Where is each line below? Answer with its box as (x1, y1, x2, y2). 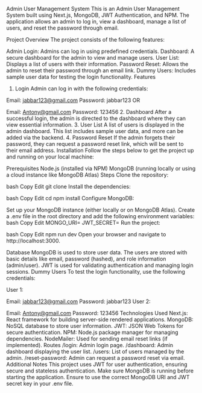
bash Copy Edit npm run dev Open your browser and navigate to (6, 231, 166, 237)
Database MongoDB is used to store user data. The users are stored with (6, 249, 188, 256)
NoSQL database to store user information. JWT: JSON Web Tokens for (6, 322, 184, 329)
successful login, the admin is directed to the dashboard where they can (6, 115, 186, 122)
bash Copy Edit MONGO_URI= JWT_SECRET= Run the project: (6, 219, 161, 226)
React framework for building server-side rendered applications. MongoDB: (6, 316, 194, 323)
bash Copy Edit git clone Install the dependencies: (6, 183, 131, 190)
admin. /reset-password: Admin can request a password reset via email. (6, 354, 185, 361)
